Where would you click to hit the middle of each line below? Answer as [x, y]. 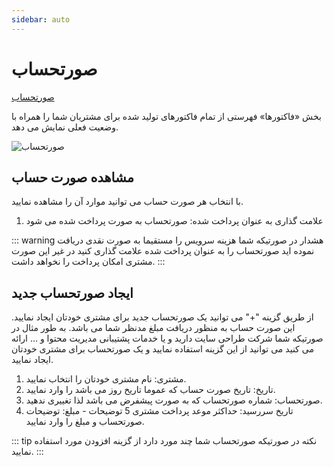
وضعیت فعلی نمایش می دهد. [65, 127]
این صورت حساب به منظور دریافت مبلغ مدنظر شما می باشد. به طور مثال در [153, 328]
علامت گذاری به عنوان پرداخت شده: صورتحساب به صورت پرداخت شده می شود [174, 221]
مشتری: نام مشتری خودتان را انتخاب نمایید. [106, 379]
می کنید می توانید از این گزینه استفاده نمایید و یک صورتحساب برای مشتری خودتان [162, 349]
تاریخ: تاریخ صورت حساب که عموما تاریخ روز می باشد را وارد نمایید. [150, 390]
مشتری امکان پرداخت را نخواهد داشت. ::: [88, 262]
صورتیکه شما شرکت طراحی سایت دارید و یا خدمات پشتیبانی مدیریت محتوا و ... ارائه [167, 338]
